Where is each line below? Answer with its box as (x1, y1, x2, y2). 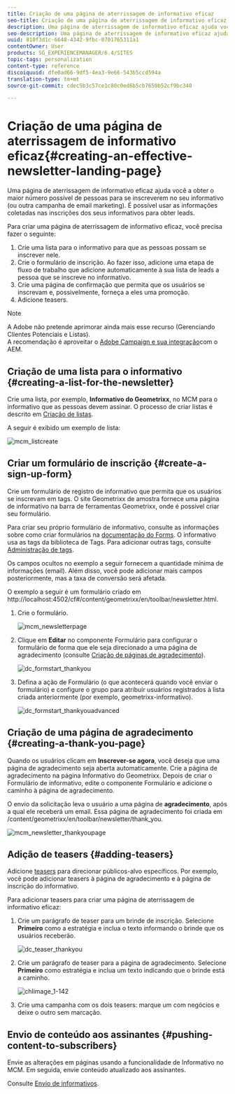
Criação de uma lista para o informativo (7, 366, 183, 378)
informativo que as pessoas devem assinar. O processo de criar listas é (7, 403, 213, 411)
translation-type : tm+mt (7, 75, 80, 83)
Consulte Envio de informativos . (7, 1079, 99, 1088)
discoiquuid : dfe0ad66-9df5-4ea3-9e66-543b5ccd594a (7, 69, 161, 76)
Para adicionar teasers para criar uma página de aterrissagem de (7, 895, 194, 904)
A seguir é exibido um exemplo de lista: (7, 424, 121, 432)
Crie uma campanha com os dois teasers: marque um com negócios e (17, 1001, 220, 1009)
